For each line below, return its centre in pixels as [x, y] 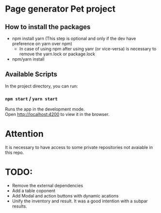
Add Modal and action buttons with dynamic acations [65, 196]
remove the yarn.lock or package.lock [57, 54]
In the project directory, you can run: [41, 86]
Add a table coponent [34, 191]
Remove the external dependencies [48, 185]
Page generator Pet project [60, 9]
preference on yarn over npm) [42, 44]
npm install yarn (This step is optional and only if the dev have [74, 38]
